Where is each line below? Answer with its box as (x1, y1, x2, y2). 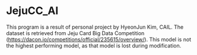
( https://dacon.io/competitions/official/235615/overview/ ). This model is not (6, 36, 192, 43)
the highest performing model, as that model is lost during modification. (6, 42, 182, 49)
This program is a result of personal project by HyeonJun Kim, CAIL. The (6, 23, 184, 30)
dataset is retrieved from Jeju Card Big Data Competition (6, 29, 145, 36)
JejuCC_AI (6, 4, 59, 18)
